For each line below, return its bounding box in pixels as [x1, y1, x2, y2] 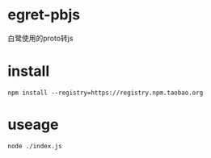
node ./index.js [7, 142, 62, 150]
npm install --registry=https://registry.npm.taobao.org [7, 89, 204, 97]
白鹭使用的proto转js [7, 33, 74, 43]
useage [7, 115, 59, 134]
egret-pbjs [7, 6, 81, 24]
